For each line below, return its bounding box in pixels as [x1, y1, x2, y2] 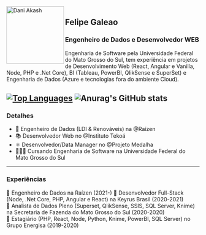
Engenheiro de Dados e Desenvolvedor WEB [65, 35, 199, 44]
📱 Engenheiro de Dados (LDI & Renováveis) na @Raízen [15, 125, 156, 133]
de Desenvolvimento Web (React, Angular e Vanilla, [65, 62, 195, 70]
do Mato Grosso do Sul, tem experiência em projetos [65, 56, 198, 63]
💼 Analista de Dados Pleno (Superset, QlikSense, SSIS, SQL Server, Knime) [6, 202, 195, 209]
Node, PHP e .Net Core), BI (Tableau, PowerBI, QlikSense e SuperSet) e [6, 69, 187, 76]
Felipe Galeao [65, 17, 118, 28]
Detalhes [6, 111, 34, 120]
